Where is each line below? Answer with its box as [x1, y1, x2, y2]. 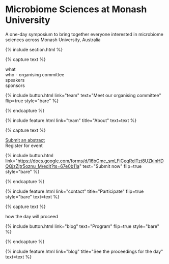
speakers [5, 77, 25, 83]
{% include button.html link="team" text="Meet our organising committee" [5, 92, 161, 98]
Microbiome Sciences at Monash [5, 4, 147, 15]
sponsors [5, 82, 25, 89]
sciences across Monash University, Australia [5, 37, 101, 43]
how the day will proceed [5, 213, 59, 219]
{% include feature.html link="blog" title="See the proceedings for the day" [5, 248, 163, 254]
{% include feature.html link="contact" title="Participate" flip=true [5, 188, 144, 194]
